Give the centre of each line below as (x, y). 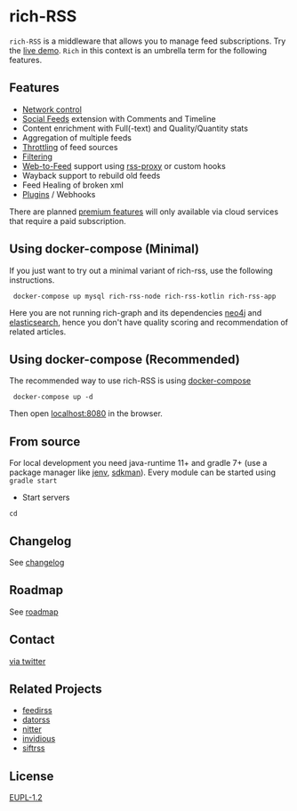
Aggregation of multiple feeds (76, 137)
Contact (32, 640)
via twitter (28, 661)
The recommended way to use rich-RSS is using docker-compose (130, 381)
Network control (52, 109)
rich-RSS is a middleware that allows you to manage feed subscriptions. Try (148, 41)
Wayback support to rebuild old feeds (91, 175)
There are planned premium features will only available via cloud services (144, 212)
